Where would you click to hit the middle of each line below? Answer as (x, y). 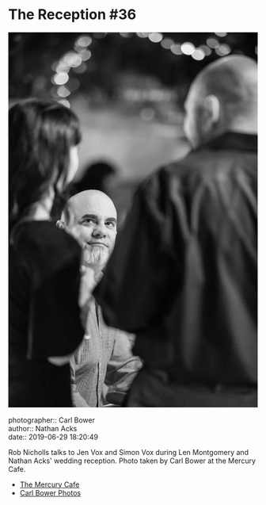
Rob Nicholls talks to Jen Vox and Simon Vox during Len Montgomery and (129, 452)
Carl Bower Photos (50, 492)
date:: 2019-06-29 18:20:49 (53, 437)
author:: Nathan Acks (43, 428)
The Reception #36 (72, 15)
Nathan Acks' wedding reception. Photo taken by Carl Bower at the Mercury (132, 461)
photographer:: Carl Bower (51, 420)
